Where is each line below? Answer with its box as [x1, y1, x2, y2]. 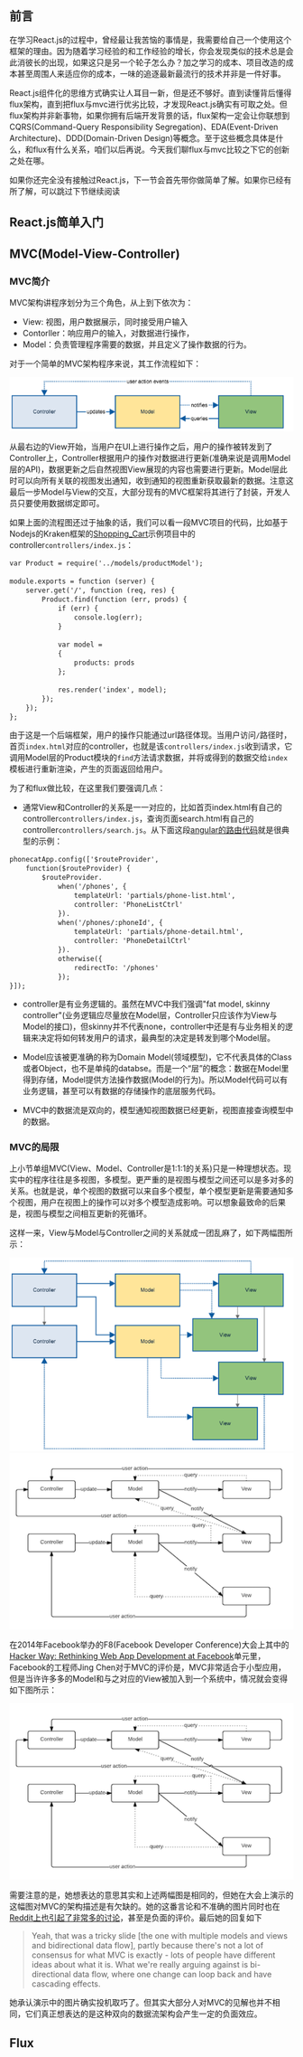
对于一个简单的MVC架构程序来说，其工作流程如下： [9, 358, 202, 369]
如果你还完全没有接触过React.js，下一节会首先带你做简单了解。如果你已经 [9, 175, 284, 185]
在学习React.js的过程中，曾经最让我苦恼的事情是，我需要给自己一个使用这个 [9, 34, 292, 45]
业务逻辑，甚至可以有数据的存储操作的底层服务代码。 [22, 1086, 221, 1097]
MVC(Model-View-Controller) [9, 246, 180, 261]
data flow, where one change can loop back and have [72, 1969, 272, 1980]
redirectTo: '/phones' [73, 964, 160, 973]
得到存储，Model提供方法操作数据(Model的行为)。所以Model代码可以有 [22, 1074, 289, 1085]
